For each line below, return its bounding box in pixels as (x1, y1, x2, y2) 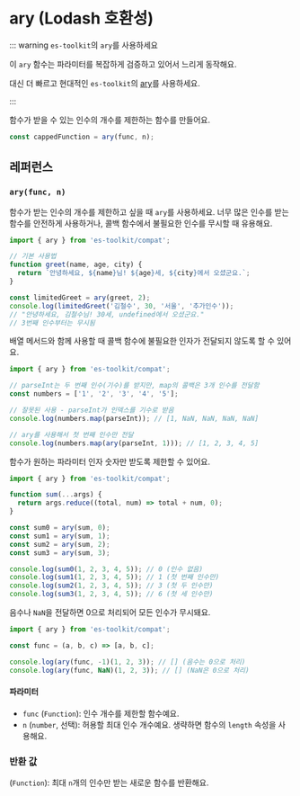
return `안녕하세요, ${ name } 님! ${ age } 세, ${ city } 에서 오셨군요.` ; (17, 269, 251, 278)
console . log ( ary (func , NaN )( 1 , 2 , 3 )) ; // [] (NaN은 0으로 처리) (9, 666, 250, 675)
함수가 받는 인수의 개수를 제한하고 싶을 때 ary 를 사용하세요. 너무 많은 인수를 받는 (9, 206, 289, 217)
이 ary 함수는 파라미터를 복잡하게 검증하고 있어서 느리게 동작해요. (9, 58, 237, 69)
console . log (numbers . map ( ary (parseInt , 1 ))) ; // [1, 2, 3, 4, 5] (9, 438, 260, 448)
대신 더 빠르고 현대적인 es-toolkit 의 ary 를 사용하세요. (9, 77, 200, 88)
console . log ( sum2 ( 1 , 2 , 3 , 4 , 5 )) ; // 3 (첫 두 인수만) (9, 581, 214, 590)
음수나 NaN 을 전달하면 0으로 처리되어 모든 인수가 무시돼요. (9, 607, 211, 617)
